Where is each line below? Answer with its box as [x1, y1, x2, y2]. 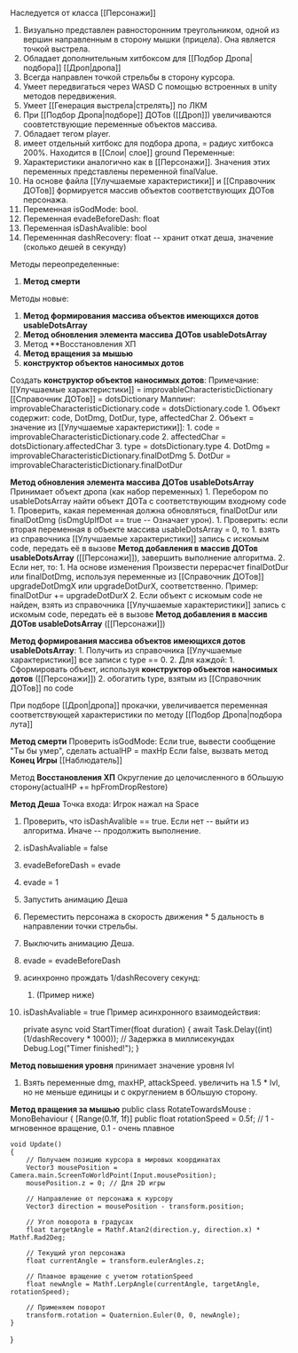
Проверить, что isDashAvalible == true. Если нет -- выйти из [22, 816, 249, 827]
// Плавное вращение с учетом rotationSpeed [26, 1272, 193, 1281]
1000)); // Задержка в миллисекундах [92, 1033, 235, 1044]
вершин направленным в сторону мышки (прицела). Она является [22, 35, 276, 44]
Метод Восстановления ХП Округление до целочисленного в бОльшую [10, 772, 285, 782]
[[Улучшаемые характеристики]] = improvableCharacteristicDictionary [10, 384, 273, 394]
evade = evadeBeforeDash [22, 955, 121, 966]
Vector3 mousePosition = [26, 1163, 118, 1172]
